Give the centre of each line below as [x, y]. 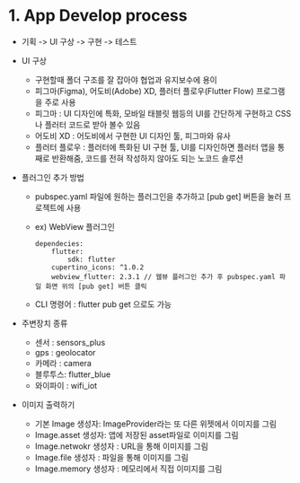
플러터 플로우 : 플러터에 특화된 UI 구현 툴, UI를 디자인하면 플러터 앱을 [155, 147]
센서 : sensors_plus [70, 342]
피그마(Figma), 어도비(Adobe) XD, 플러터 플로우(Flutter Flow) [144, 91]
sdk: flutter [91, 259]
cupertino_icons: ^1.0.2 [98, 267]
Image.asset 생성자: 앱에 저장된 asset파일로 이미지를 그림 [137, 435]
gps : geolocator [65, 352]
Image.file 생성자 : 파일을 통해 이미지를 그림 [112, 457]
